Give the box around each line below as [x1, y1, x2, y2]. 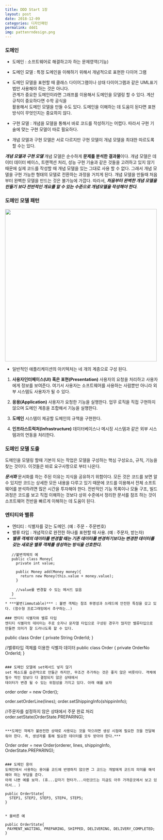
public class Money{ [11, 557, 53, 561]
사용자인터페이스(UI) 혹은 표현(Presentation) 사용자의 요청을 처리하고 [12, 376, 145, 382]
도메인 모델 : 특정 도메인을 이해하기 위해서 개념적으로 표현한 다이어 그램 [12, 69, 147, 75]
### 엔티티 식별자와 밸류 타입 [5, 616, 57, 621]
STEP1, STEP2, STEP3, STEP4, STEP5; [9, 796, 83, 800]
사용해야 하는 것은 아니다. [21, 86, 69, 92]
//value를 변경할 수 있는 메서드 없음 [16, 587, 82, 593]
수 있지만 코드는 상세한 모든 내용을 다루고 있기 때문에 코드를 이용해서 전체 [5, 480, 144, 485]
